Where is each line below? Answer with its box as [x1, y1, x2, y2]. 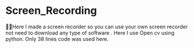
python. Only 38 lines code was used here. [5, 35, 109, 42]
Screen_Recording [5, 4, 98, 17]
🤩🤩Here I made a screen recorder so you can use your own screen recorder [5, 23, 188, 30]
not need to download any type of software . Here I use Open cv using [5, 29, 175, 36]
